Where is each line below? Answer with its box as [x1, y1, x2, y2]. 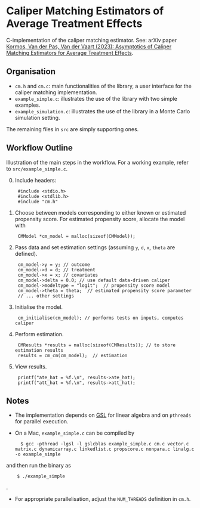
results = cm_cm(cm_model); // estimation [17, 352, 128, 358]
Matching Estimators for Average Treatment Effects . [6, 49, 134, 56]
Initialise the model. [14, 303, 63, 311]
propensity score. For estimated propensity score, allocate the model [14, 215, 185, 222]
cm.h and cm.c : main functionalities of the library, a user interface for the [14, 82, 192, 89]
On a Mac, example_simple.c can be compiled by [14, 429, 135, 436]
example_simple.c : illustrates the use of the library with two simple [14, 95, 177, 102]
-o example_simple [14, 451, 61, 457]
